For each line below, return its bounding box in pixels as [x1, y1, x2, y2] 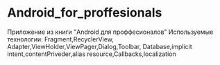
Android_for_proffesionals [7, 5, 162, 21]
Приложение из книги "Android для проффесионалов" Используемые [7, 28, 214, 36]
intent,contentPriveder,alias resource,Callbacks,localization [7, 50, 176, 58]
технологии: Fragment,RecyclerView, [7, 35, 115, 43]
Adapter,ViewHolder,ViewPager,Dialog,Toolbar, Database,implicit [7, 42, 192, 50]
